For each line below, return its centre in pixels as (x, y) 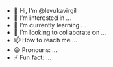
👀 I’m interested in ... (42, 18)
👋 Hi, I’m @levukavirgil (45, 11)
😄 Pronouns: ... (36, 50)
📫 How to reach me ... (45, 40)
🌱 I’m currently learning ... (50, 25)
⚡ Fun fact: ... (32, 57)
